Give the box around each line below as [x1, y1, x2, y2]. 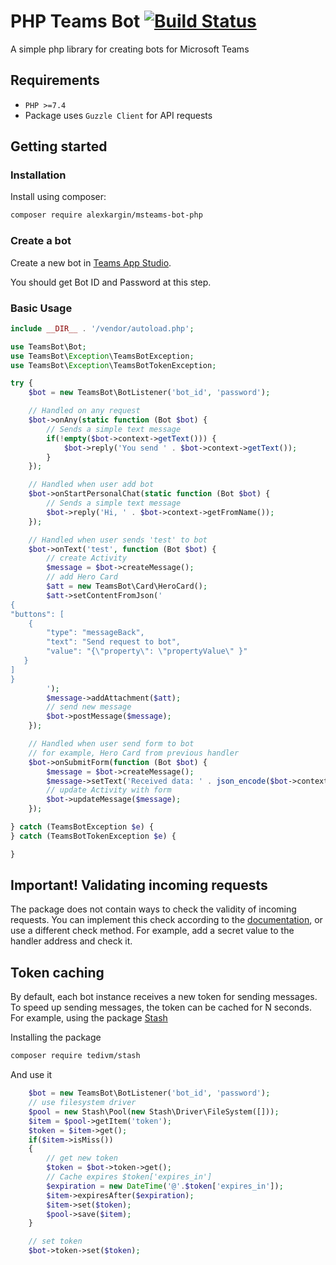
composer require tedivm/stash [10, 1051, 141, 1061]
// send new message [46, 702, 132, 712]
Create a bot [10, 234, 72, 248]
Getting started [10, 138, 108, 155]
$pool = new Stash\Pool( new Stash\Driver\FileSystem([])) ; [28, 1106, 280, 1117]
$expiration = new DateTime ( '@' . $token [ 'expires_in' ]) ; [46, 1181, 284, 1191]
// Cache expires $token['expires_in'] [46, 1172, 213, 1182]
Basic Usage [10, 301, 73, 315]
